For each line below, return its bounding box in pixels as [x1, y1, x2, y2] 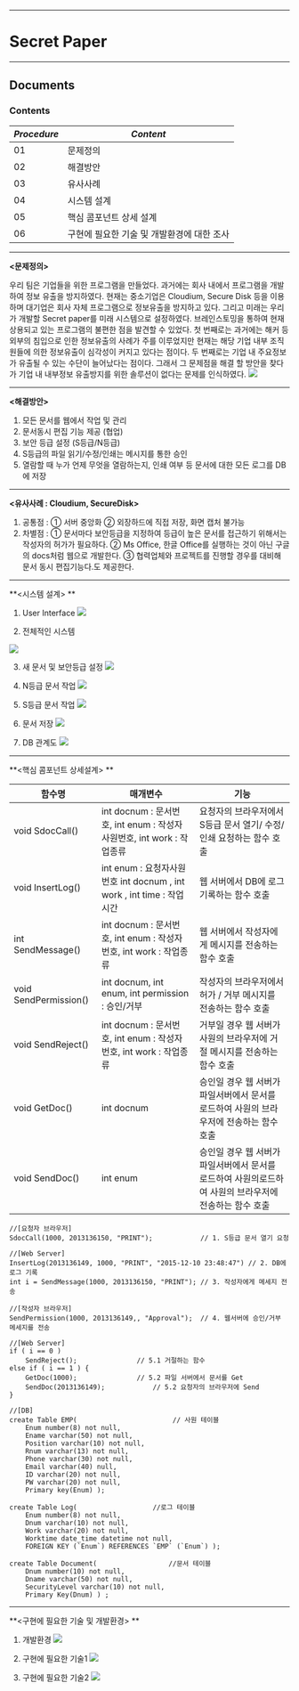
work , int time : [101, 888, 166, 900]
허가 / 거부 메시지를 [198, 988, 276, 1001]
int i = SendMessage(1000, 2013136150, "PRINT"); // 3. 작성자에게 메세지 [9, 1277, 278, 1287]
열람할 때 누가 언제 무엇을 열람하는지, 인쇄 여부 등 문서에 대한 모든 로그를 [21, 459, 274, 470]
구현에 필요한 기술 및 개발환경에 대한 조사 [67, 228, 230, 240]
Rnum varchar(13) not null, [25, 1446, 129, 1456]
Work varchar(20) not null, [25, 1526, 129, 1535]
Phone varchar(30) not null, [25, 1454, 133, 1463]
